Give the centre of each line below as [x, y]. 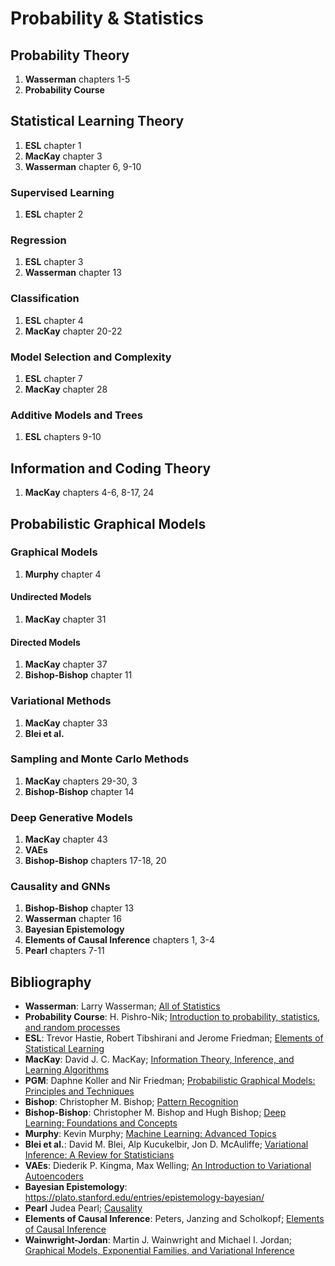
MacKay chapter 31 [65, 619]
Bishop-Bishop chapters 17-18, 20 [95, 861]
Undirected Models [51, 597]
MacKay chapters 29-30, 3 [81, 781]
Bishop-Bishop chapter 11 [78, 675]
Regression [38, 240]
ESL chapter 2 [54, 214]
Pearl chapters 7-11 [64, 951]
